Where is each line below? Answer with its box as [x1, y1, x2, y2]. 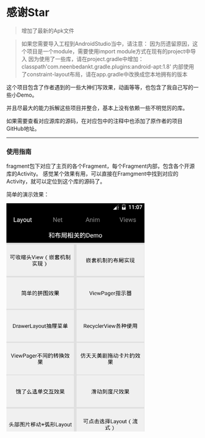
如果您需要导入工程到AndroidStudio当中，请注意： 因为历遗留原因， [21, 40, 193, 47]
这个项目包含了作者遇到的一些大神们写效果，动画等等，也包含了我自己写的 [6, 83, 193, 91]
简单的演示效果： [6, 191, 49, 198]
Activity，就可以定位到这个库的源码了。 [6, 178, 106, 185]
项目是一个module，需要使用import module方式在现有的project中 [26, 47, 191, 55]
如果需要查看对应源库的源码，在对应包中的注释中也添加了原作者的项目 [6, 117, 183, 124]
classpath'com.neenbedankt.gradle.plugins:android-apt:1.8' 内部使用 [21, 62, 195, 70]
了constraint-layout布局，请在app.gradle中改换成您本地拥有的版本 [21, 70, 188, 78]
